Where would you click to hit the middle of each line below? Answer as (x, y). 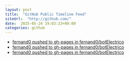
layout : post (18, 10)
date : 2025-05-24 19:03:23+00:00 (41, 23)
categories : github (25, 28)
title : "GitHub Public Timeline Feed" (46, 14)
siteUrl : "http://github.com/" (38, 19)
